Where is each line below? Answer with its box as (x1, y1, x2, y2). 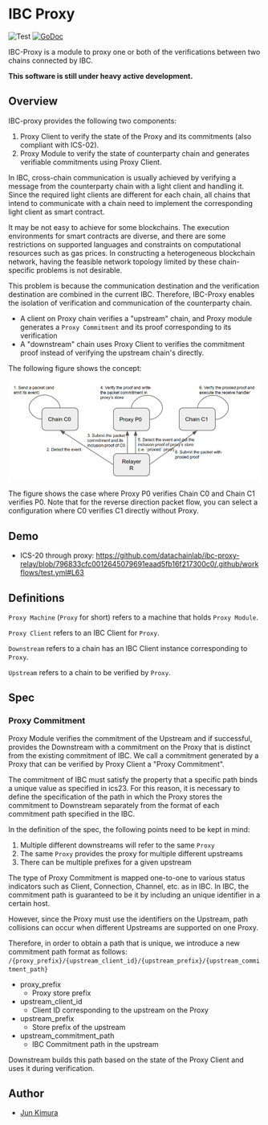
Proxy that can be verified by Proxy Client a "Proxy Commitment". (8, 759, 225, 769)
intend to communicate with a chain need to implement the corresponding (8, 198, 253, 208)
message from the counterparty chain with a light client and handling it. (8, 181, 245, 191)
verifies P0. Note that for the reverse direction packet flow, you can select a (8, 497, 258, 507)
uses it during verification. (8, 1063, 95, 1073)
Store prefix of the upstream (31, 1022, 126, 1032)
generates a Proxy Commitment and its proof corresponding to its (19, 322, 232, 332)
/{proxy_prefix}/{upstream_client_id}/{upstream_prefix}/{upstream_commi (8, 957, 261, 965)
